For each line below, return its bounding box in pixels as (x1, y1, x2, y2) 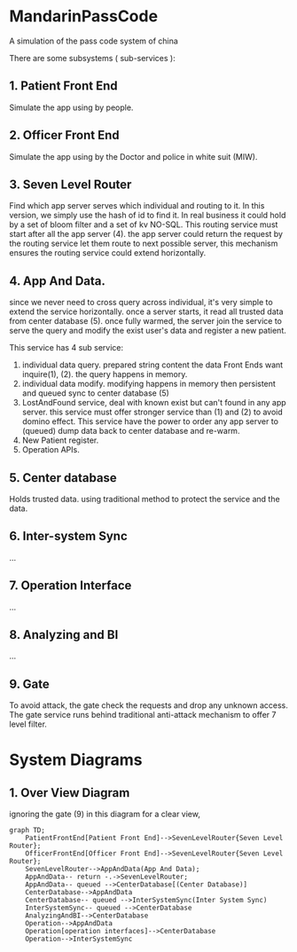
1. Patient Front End (9, 78, 118, 94)
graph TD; (9, 826, 46, 835)
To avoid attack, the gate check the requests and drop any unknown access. (9, 700, 288, 711)
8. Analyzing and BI (9, 627, 119, 642)
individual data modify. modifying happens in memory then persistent (21, 379, 277, 389)
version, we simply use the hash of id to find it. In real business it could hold (9, 210, 286, 221)
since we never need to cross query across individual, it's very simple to (9, 297, 273, 308)
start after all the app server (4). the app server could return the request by (9, 229, 284, 240)
